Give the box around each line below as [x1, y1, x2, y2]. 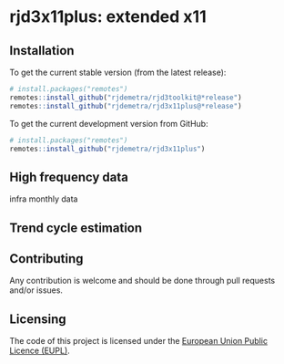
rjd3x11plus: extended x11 [9, 6, 207, 27]
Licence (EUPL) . [9, 345, 70, 357]
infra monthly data [9, 193, 78, 204]
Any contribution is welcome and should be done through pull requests [9, 276, 276, 286]
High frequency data [9, 169, 129, 184]
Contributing [9, 251, 84, 266]
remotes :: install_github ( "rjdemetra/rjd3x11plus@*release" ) [9, 101, 243, 110]
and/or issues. [9, 285, 64, 296]
